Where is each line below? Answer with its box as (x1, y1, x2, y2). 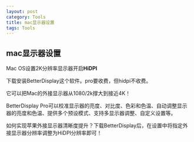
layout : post (6, 8, 38, 15)
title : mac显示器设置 (6, 19, 55, 25)
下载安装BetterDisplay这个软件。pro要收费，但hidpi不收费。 (6, 77, 152, 84)
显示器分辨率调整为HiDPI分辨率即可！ (11, 130, 102, 137)
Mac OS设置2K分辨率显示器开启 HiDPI (6, 65, 98, 72)
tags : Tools (6, 25, 35, 31)
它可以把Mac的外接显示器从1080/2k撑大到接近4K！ (6, 90, 131, 97)
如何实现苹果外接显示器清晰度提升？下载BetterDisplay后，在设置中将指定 (6, 122, 183, 129)
